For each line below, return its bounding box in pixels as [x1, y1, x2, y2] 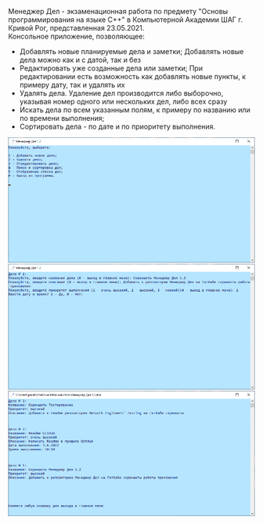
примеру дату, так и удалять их [19, 80, 125, 89]
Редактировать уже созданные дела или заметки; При [19, 64, 204, 73]
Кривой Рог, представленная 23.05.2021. [8, 24, 145, 32]
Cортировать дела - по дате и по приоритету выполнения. [19, 122, 216, 131]
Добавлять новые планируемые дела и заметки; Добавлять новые [19, 47, 244, 56]
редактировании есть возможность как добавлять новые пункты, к [19, 72, 247, 81]
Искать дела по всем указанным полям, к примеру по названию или [19, 105, 250, 115]
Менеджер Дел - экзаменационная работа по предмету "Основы [8, 7, 229, 16]
